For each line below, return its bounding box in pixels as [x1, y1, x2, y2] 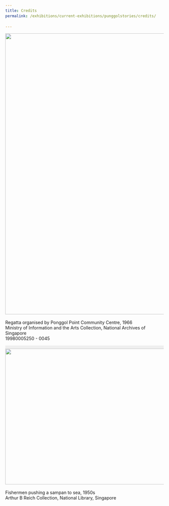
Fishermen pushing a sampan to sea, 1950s [5, 489, 96, 495]
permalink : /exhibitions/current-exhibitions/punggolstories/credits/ [5, 13, 156, 19]
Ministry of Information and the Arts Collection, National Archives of [5, 325, 146, 331]
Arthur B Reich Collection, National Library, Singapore [5, 495, 117, 501]
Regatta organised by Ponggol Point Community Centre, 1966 [5, 319, 132, 325]
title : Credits [5, 8, 37, 13]
